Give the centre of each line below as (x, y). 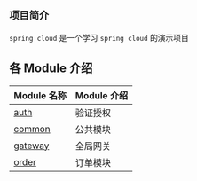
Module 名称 (40, 95)
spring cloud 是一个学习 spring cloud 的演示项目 (99, 37)
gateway (32, 146)
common (32, 129)
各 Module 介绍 (51, 69)
